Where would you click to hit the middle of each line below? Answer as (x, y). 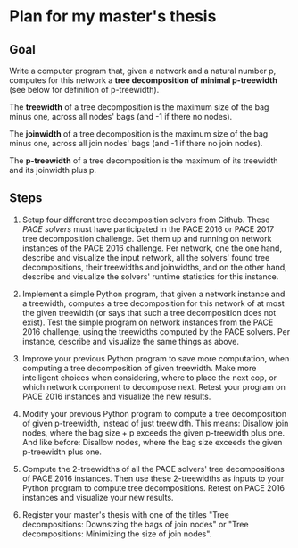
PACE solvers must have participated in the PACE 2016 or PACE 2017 (148, 228)
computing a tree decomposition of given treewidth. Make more (139, 368)
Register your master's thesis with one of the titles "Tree (125, 514)
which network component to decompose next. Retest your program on (153, 386)
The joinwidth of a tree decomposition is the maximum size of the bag (139, 134)
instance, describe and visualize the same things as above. (130, 341)
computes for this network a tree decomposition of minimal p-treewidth (144, 80)
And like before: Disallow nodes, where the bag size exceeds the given (152, 442)
